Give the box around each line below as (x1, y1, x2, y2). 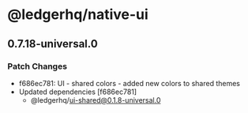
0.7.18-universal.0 (7, 37, 98, 51)
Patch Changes (7, 61, 68, 72)
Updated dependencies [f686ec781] (18, 87, 137, 96)
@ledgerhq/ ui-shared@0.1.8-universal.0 (30, 95, 161, 104)
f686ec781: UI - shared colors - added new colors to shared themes (18, 78, 240, 88)
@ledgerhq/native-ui (7, 6, 149, 24)
